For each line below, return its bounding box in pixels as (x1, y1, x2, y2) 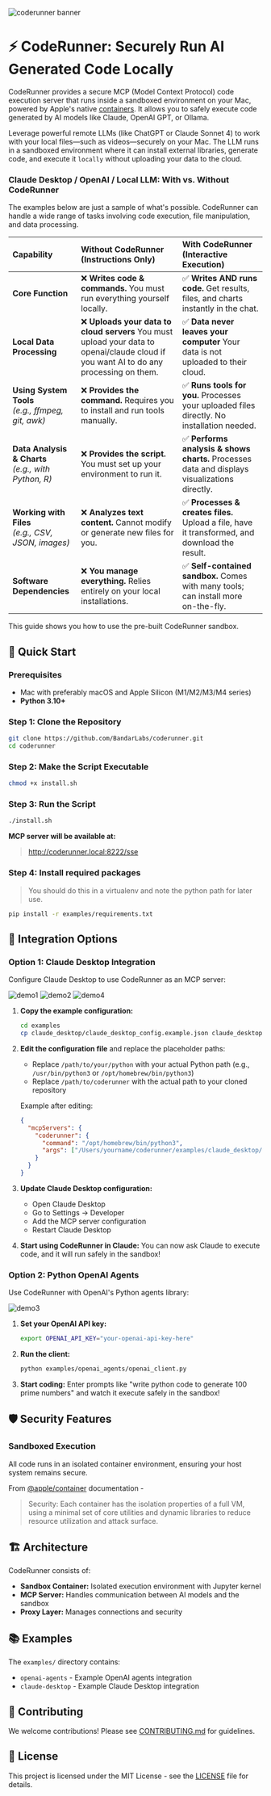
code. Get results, (181, 283, 250, 294)
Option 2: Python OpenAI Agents (8, 1269, 140, 1280)
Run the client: (19, 1349, 70, 1359)
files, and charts (181, 293, 244, 304)
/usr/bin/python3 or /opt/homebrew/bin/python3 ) (31, 1068, 194, 1077)
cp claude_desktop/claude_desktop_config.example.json (19, 1030, 209, 1038)
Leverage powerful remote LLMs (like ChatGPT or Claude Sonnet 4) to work (8, 128, 261, 137)
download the (181, 537, 235, 548)
